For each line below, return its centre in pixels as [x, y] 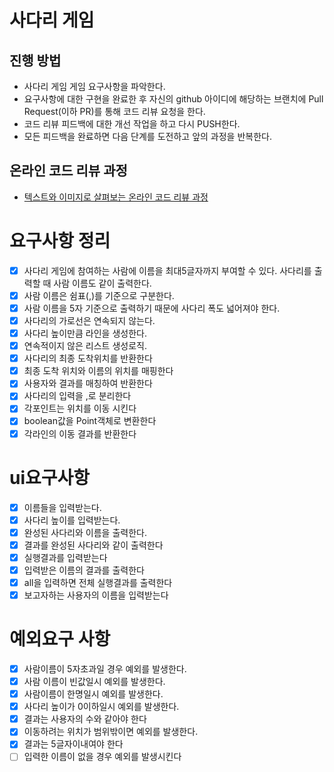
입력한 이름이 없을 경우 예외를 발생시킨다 [102, 757]
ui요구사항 [50, 477]
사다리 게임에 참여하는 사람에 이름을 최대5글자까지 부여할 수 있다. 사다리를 [167, 270]
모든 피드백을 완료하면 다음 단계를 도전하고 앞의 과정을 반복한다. [147, 136]
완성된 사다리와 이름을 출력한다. [85, 532]
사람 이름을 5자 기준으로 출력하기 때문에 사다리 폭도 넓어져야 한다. [152, 308]
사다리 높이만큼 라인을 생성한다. [85, 333]
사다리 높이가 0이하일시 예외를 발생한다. [101, 707]
